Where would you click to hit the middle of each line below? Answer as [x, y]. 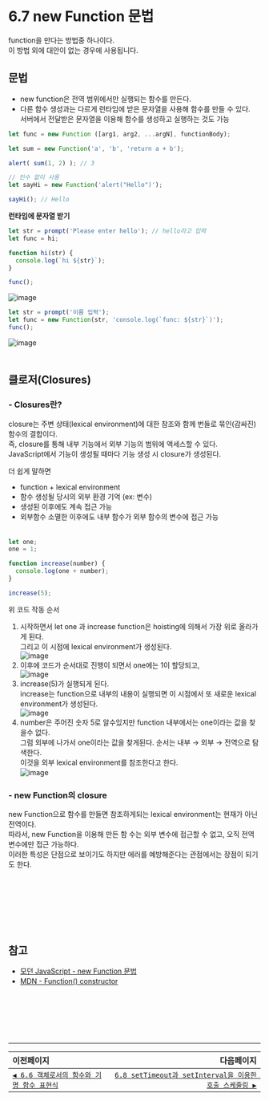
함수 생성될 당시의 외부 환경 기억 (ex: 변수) [86, 496]
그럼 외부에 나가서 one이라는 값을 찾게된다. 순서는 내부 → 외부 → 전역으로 [135, 742]
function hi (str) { [41, 253]
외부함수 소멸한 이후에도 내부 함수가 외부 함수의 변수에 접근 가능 [119, 516]
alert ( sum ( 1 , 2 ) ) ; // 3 [51, 163]
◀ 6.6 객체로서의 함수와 [52, 1075]
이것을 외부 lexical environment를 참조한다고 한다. [99, 762]
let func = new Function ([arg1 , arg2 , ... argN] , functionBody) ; [120, 134]
